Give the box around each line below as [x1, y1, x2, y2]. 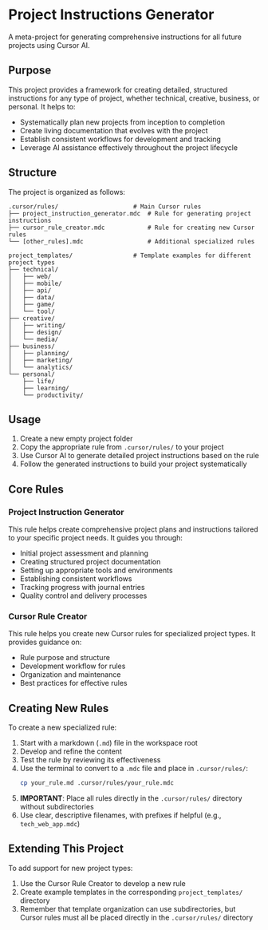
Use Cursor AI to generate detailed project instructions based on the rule [19, 451, 259, 461]
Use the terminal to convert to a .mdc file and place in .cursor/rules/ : [19, 764, 249, 774]
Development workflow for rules [19, 661, 126, 671]
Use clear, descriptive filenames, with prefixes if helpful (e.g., [19, 810, 222, 820]
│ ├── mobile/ [8, 279, 62, 287]
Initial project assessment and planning [19, 548, 149, 558]
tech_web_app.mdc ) [19, 819, 81, 829]
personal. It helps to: [8, 101, 76, 111]
